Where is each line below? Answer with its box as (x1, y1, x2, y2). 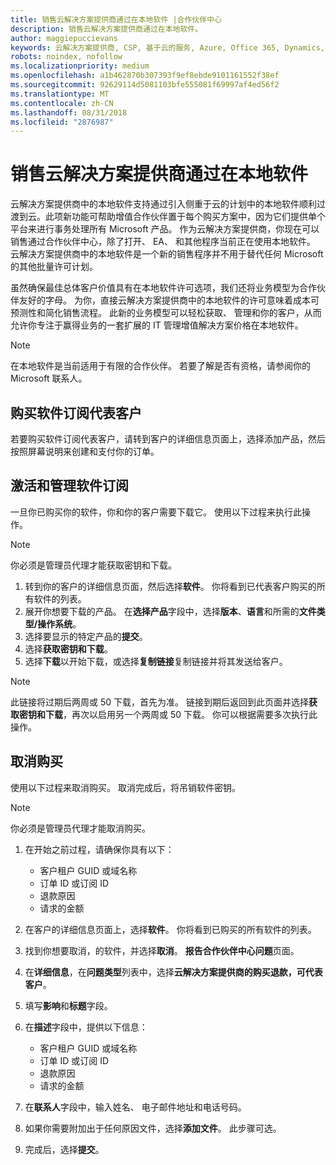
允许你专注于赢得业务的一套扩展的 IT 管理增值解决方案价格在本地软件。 (10, 319, 304, 331)
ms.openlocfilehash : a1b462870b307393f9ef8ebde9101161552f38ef (10, 71, 280, 81)
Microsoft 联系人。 (10, 372, 88, 385)
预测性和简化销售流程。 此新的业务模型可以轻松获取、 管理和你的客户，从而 (10, 307, 322, 319)
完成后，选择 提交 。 (24, 1143, 105, 1155)
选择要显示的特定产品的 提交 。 (24, 630, 148, 642)
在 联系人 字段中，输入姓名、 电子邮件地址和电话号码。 (24, 1101, 247, 1113)
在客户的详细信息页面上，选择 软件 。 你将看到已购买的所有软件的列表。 (24, 923, 317, 935)
